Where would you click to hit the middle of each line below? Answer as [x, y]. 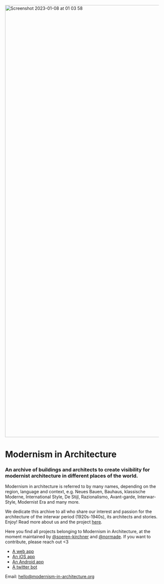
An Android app [28, 562]
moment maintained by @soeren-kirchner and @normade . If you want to [78, 537]
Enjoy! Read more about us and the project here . [54, 522]
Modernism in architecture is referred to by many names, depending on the [81, 486]
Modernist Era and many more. [49, 502]
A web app [23, 552]
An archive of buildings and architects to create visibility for [78, 470]
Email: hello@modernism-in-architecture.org [50, 577]
